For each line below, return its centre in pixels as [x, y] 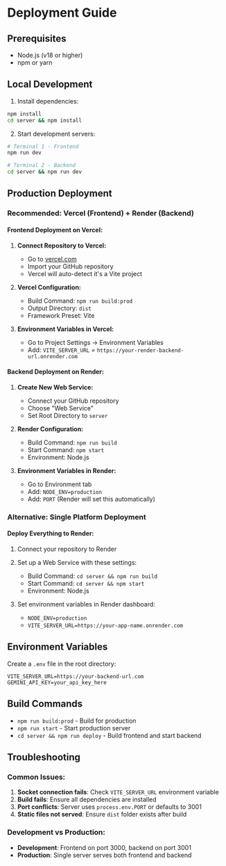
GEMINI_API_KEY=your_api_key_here [57, 682]
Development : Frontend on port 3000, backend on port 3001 [104, 847]
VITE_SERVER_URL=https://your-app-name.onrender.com [105, 625]
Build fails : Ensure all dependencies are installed [87, 800]
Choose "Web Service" [61, 408]
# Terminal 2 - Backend [42, 166]
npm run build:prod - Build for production [77, 721]
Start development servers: [56, 134]
